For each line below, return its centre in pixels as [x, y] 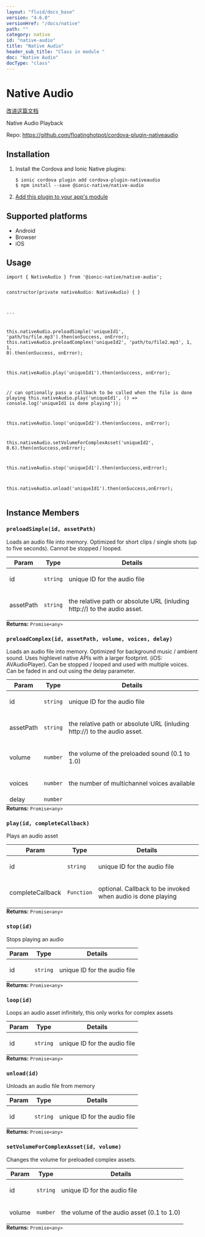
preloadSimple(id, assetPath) [51, 529]
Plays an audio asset [32, 836]
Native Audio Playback [35, 123]
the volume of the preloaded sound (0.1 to [129, 754]
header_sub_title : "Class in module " [56, 52]
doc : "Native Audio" [33, 57]
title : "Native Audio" [35, 46]
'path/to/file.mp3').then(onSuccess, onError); [68, 337]
